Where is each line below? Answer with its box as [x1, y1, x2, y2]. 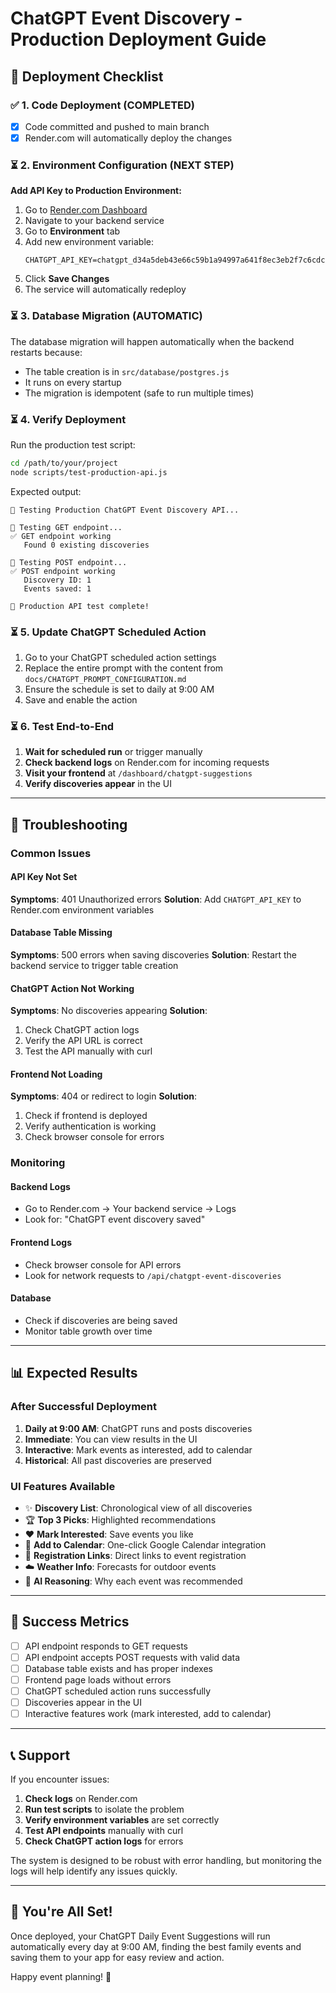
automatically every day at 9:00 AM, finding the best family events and [10, 1940, 302, 1952]
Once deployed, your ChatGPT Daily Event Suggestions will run [10, 1930, 271, 1942]
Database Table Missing [10, 927, 113, 939]
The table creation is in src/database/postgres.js [24, 365, 230, 377]
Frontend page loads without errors [24, 1673, 172, 1686]
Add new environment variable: [24, 236, 154, 248]
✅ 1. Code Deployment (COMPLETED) [10, 98, 196, 112]
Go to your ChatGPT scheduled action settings [24, 651, 217, 663]
